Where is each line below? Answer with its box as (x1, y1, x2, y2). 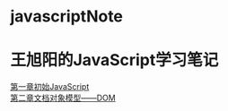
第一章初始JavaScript (10, 81, 90, 92)
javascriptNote (10, 6, 124, 27)
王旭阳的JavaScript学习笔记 (10, 50, 219, 71)
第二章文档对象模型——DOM (10, 92, 116, 104)
